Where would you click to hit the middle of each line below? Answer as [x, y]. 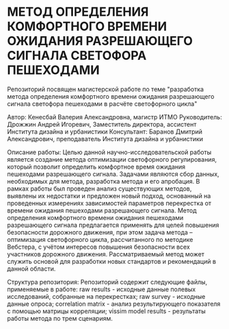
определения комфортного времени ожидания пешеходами [95, 217]
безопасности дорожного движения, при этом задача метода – [100, 232]
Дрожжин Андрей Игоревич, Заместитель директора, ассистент [102, 124]
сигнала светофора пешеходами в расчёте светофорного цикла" [102, 103]
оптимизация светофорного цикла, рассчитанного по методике [100, 239]
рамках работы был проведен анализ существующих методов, [99, 188]
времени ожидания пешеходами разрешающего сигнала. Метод [102, 210]
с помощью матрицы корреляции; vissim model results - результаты [107, 311]
